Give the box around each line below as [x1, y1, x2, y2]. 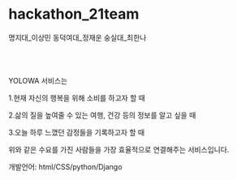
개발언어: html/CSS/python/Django [8, 161, 123, 171]
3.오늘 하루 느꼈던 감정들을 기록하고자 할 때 [8, 127, 144, 137]
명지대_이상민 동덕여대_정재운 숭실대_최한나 [8, 32, 147, 42]
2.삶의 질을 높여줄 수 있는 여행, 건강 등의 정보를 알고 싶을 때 [8, 110, 196, 120]
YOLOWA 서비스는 [8, 75, 68, 85]
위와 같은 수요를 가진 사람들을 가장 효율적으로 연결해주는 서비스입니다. [8, 144, 230, 154]
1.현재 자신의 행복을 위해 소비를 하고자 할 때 [8, 92, 146, 102]
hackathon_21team [8, 5, 140, 24]
